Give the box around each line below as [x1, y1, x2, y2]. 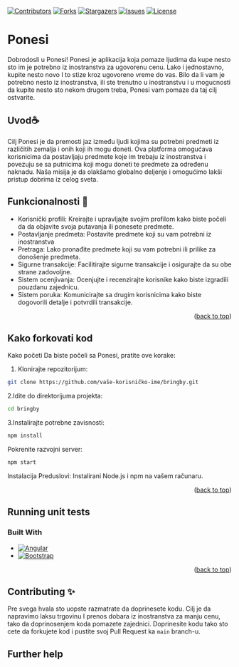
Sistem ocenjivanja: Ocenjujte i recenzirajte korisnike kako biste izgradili [17, 275, 229, 284]
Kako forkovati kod [7, 332, 93, 344]
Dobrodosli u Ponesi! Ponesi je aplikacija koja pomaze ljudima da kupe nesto [7, 55, 231, 63]
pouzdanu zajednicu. [17, 282, 80, 291]
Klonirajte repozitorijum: [17, 365, 88, 373]
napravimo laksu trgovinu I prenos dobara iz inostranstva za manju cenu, [7, 612, 221, 621]
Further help [7, 648, 64, 660]
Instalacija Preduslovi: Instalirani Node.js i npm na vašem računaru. [7, 471, 203, 480]
